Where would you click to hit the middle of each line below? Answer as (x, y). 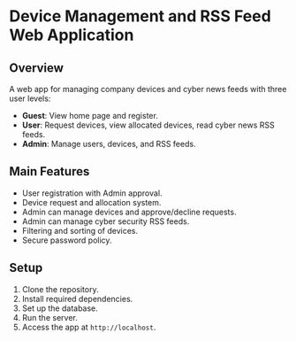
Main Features (49, 171)
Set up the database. (60, 308)
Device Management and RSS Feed (140, 16)
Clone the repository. (60, 289)
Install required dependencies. (77, 298)
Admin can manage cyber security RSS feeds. (106, 221)
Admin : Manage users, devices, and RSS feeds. (109, 144)
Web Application (72, 35)
